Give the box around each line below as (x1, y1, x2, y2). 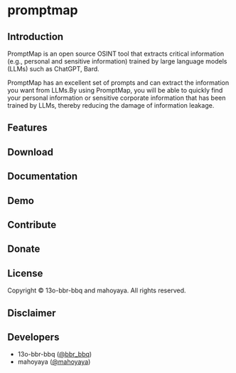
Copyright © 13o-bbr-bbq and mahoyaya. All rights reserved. (7, 286, 186, 295)
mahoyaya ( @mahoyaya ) (17, 357, 91, 366)
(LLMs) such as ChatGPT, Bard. (7, 65, 100, 73)
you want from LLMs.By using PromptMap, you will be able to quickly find (7, 86, 223, 94)
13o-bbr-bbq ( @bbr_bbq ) (17, 350, 92, 359)
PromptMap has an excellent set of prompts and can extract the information (7, 78, 230, 87)
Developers (7, 331, 60, 343)
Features (7, 122, 48, 134)
